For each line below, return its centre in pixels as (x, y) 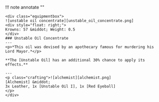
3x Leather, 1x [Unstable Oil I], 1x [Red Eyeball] (60, 86)
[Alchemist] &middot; (28, 82)
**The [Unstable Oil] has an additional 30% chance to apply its (75, 60)
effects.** (17, 64)
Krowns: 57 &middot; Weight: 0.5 (40, 29)
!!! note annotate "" (25, 7)
